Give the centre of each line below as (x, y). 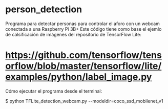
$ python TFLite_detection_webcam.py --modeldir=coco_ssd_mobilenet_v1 (84, 101)
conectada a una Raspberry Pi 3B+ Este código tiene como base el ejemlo (83, 29)
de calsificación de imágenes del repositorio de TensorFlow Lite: (73, 34)
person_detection (44, 9)
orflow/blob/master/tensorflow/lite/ (83, 66)
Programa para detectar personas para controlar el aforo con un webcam (83, 24)
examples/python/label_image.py (79, 77)
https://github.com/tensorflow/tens (84, 55)
